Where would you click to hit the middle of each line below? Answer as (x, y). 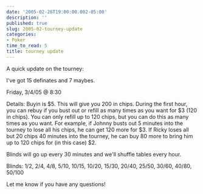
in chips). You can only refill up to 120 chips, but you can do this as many (98, 116)
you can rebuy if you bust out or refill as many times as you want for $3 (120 (102, 110)
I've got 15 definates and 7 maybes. (51, 80)
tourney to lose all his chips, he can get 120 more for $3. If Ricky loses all (98, 129)
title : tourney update (35, 52)
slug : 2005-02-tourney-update (45, 29)
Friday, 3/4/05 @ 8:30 (34, 92)
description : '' (27, 18)
